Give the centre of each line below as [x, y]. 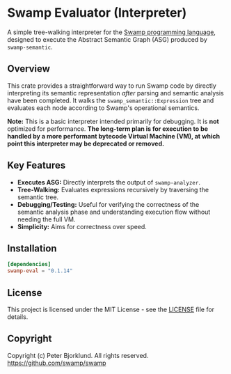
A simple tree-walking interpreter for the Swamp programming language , [111, 32]
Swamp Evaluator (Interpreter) [97, 13]
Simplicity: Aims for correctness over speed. [82, 226]
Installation [32, 248]
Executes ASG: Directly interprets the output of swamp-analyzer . [109, 182]
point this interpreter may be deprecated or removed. [86, 143]
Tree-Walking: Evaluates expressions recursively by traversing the [113, 189]
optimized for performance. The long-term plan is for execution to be [108, 128]
